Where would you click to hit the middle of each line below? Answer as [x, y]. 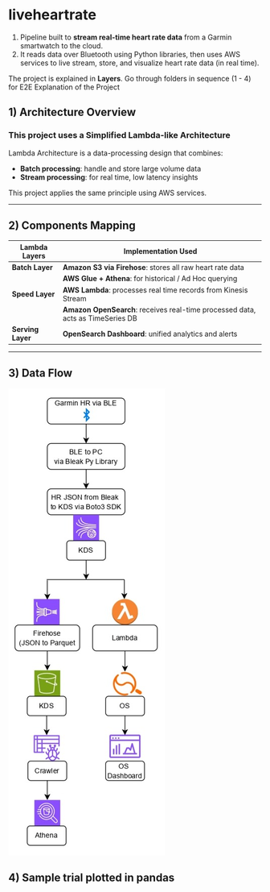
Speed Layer [33, 294]
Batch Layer [33, 268]
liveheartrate [52, 15]
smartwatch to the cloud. [61, 45]
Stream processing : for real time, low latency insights [109, 177]
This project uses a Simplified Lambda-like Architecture [119, 135]
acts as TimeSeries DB [100, 318]
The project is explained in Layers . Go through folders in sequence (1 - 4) [130, 78]
